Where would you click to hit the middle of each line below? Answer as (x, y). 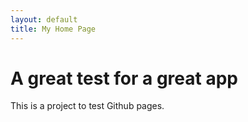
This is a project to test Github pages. (87, 106)
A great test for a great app (124, 78)
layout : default (44, 19)
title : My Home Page (53, 29)
